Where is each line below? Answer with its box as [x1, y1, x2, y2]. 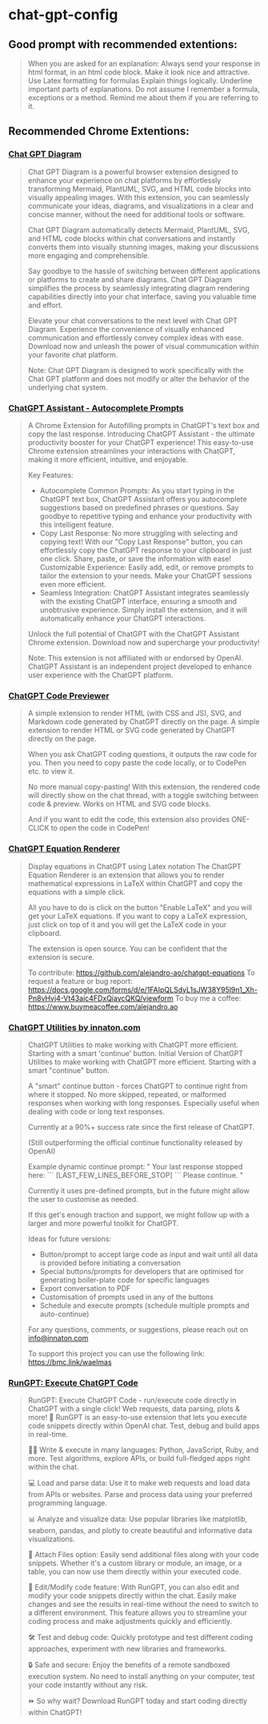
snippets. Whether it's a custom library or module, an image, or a [27, 1558, 242, 1568]
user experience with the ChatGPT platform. [27, 670, 174, 679]
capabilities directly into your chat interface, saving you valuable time [27, 291, 257, 301]
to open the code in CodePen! [50, 824, 150, 833]
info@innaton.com [27, 1333, 89, 1342]
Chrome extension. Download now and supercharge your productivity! [27, 637, 260, 647]
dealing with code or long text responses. [27, 1107, 166, 1116]
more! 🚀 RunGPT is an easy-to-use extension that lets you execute [27, 1413, 247, 1423]
